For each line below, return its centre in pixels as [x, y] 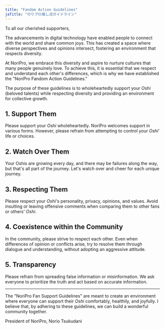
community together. [26, 311]
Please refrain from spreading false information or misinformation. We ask [80, 276]
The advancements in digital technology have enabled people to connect [79, 38]
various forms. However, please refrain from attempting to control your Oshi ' [82, 131]
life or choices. [20, 136]
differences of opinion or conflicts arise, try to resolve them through [74, 244]
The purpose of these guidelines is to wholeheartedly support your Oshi [78, 88]
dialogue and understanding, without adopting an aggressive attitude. [76, 249]
